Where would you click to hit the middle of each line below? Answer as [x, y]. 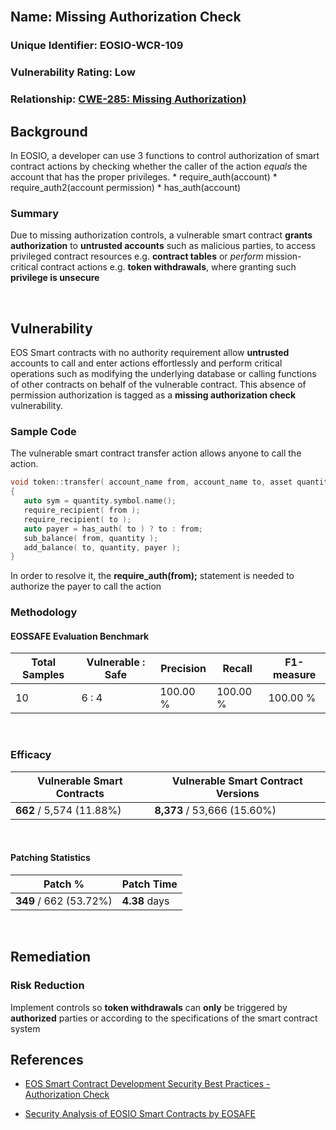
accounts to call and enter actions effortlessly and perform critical [146, 363]
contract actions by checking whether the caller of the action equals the [159, 166]
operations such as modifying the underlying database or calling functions [163, 374]
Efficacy [31, 755]
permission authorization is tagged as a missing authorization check [153, 395]
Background [49, 131]
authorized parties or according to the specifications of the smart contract [164, 1018]
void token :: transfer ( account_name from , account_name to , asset [151, 482]
